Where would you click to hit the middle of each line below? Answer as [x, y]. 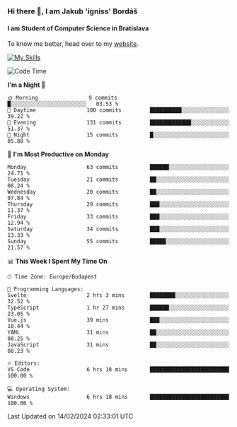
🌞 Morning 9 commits [63, 98]
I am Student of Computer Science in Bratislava [78, 28]
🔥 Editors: [24, 363]
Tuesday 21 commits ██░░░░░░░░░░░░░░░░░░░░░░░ [118, 180]
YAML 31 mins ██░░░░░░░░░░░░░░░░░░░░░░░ [118, 333]
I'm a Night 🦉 [27, 85]
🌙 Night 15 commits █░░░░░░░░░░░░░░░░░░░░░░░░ [118, 135]
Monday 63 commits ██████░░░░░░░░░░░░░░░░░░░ [118, 168]
